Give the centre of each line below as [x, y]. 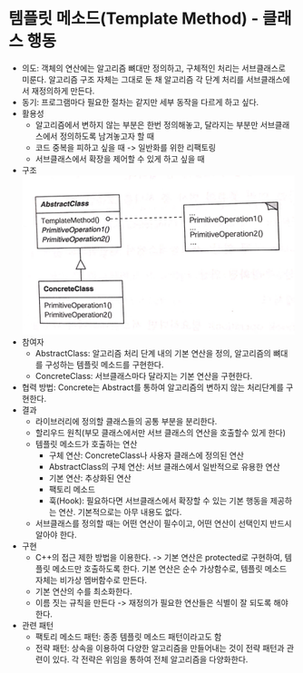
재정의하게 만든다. [63, 91]
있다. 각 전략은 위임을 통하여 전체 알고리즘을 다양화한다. [150, 659]
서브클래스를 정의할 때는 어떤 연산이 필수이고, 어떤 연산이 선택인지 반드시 [163, 523]
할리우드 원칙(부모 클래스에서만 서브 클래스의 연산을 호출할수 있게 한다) [161, 433]
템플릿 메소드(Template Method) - [134, 19]
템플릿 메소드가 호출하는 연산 [86, 444]
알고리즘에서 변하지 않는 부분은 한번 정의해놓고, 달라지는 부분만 [147, 124]
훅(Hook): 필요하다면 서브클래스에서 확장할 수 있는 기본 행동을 [158, 501]
